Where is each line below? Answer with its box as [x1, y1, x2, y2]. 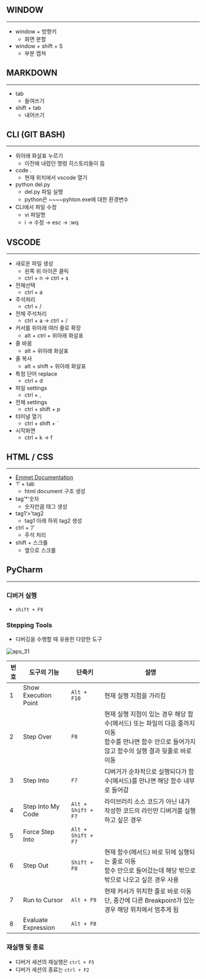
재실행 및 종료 [6, 943, 45, 951]
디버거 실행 [6, 591, 37, 600]
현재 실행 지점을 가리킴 [104, 691, 166, 700]
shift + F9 [15, 607, 44, 613]
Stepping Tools [6, 621, 53, 629]
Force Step [23, 827, 55, 836]
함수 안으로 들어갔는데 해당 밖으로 [104, 866, 196, 875]
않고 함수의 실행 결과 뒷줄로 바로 [104, 747, 192, 755]
